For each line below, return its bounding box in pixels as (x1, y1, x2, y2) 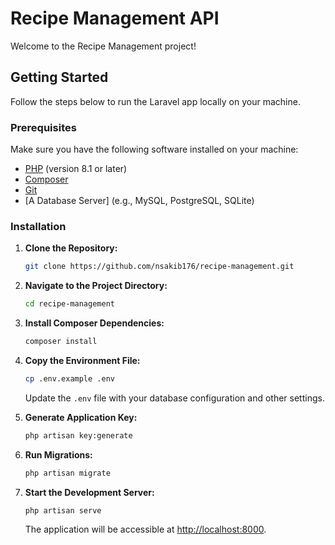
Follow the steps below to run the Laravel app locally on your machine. (10, 95, 301, 107)
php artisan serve (24, 505, 102, 516)
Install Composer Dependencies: (24, 317, 165, 329)
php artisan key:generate (24, 430, 133, 441)
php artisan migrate (24, 468, 111, 478)
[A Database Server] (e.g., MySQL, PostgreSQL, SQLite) (24, 195, 255, 207)
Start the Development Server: (24, 486, 155, 498)
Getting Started (10, 69, 109, 86)
